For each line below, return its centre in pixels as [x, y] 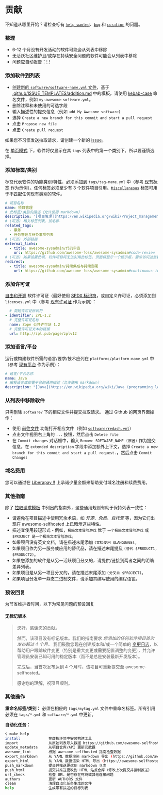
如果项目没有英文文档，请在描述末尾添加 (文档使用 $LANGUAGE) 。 [75, 542]
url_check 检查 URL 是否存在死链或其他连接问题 [59, 775]
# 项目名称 [15, 203]
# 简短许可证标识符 [26, 311]
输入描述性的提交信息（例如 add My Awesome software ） [67, 111]
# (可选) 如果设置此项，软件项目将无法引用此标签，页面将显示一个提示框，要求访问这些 [81, 257]
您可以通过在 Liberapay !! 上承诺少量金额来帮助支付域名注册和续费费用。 [78, 482]
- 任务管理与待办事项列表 [32, 234]
